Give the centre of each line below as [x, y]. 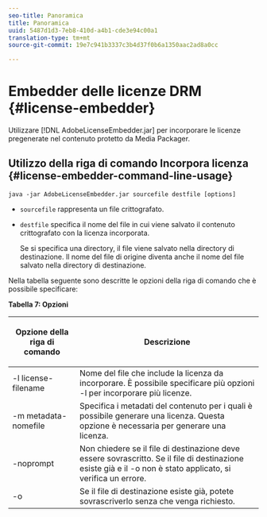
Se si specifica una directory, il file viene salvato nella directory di [127, 248]
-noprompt [33, 463]
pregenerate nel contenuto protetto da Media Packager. [99, 139]
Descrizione [167, 341]
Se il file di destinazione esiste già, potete [157, 491]
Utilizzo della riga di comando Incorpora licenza [128, 164]
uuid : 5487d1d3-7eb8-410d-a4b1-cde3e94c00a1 [83, 30]
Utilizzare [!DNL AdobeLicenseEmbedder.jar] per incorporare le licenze [124, 130]
